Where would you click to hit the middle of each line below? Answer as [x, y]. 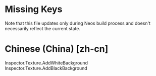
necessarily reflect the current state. [42, 28]
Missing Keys [34, 9]
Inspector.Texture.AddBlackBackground [46, 68]
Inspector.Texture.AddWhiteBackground [46, 63]
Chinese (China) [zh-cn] [57, 49]
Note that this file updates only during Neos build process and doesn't [78, 23]
